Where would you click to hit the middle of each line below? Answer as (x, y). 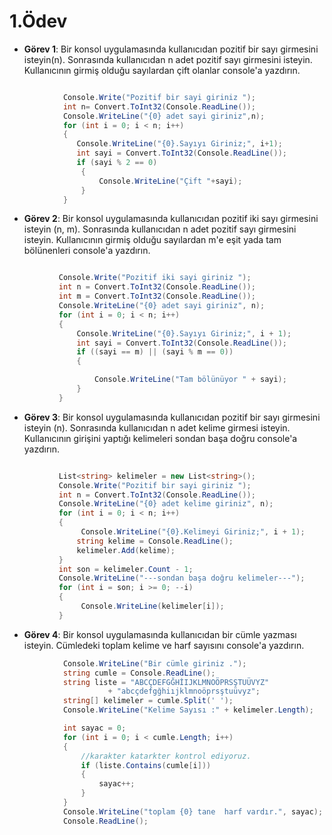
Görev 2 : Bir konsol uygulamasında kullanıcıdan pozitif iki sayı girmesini (171, 219)
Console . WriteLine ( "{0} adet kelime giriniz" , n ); (166, 504)
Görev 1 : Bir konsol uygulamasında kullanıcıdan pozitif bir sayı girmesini (171, 49)
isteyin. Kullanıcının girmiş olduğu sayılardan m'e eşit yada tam (152, 240)
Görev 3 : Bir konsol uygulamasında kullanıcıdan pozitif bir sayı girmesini (172, 417)
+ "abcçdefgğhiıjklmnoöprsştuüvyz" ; (184, 691)
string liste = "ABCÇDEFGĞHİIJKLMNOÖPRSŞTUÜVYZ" (166, 682)
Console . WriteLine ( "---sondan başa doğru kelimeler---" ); (182, 578)
